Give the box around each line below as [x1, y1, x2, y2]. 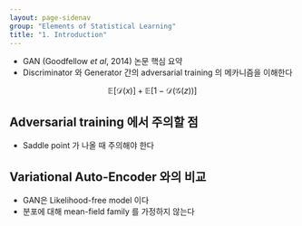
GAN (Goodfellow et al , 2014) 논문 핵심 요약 [22, 56, 183, 67]
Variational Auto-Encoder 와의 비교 [9, 169, 207, 184]
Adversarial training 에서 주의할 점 [9, 114, 199, 129]
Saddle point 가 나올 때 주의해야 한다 [22, 140, 154, 151]
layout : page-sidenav [9, 13, 92, 23]
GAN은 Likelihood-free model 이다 [22, 195, 150, 205]
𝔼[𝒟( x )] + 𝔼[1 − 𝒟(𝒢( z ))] [107, 85, 198, 96]
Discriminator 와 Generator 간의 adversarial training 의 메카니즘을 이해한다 [22, 67, 293, 78]
